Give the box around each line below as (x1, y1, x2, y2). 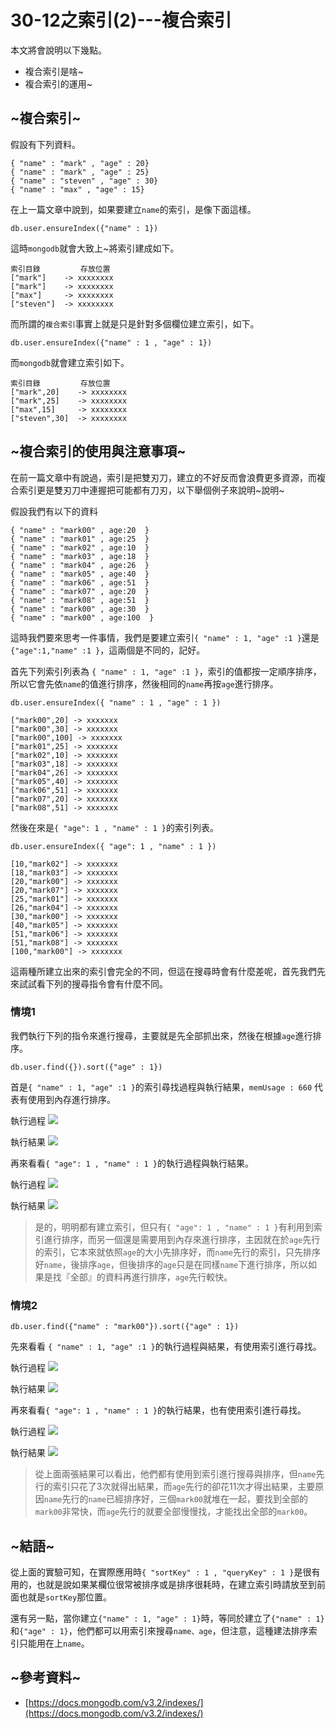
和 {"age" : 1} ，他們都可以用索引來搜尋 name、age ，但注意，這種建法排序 (10, 1624, 309, 1636)
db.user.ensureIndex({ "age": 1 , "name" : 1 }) (10, 841, 217, 851)
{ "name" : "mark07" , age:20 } (10, 586, 150, 596)
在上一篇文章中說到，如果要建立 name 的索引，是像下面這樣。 (10, 203, 257, 215)
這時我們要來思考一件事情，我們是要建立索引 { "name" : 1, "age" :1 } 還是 (10, 631, 320, 643)
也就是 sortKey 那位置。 (18, 1591, 113, 1603)
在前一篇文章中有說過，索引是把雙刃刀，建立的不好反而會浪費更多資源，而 (10, 471, 317, 483)
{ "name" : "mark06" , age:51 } (10, 577, 150, 588)
